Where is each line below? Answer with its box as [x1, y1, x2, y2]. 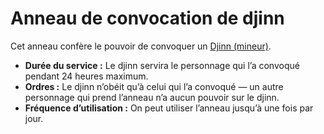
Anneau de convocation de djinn [10, 7, 285, 30]
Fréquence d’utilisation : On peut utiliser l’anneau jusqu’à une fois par [24, 102, 314, 114]
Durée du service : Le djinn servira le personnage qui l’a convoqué [24, 59, 300, 71]
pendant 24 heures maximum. [24, 70, 149, 82]
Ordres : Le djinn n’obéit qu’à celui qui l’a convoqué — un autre [24, 80, 284, 92]
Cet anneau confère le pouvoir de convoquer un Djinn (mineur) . [10, 40, 272, 52]
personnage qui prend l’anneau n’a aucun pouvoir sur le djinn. [24, 91, 280, 103]
